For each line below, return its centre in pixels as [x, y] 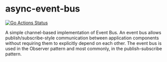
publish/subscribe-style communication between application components [82, 38]
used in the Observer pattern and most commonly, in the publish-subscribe [84, 48]
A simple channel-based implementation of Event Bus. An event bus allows [83, 32]
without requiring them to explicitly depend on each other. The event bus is [83, 43]
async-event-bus [43, 9]
